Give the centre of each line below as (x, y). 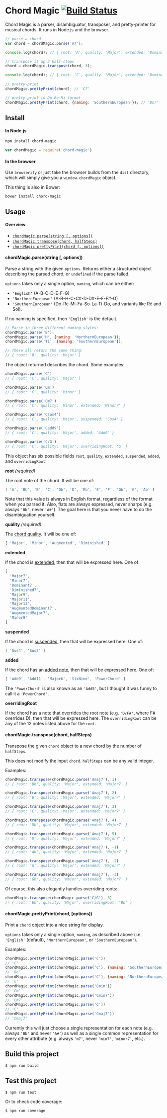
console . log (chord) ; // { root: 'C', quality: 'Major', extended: (75, 75)
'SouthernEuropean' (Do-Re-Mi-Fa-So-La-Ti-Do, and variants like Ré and (87, 304)
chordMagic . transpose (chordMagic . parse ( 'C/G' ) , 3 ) (59, 898)
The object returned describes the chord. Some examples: (65, 365)
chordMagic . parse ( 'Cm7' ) (31, 401)
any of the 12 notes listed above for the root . (51, 723)
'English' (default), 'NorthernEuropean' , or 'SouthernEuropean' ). (71, 940)
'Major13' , (21, 604)
